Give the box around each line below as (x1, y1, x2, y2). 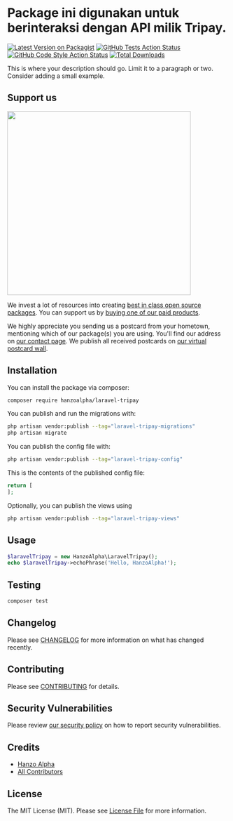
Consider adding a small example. (7, 72, 105, 80)
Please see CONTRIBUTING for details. (7, 682, 120, 690)
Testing (7, 579, 41, 591)
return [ (7, 482, 33, 490)
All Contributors (17, 768, 63, 776)
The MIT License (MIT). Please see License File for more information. (7, 806, 206, 815)
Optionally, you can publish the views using (7, 501, 132, 510)
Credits (7, 741, 41, 753)
